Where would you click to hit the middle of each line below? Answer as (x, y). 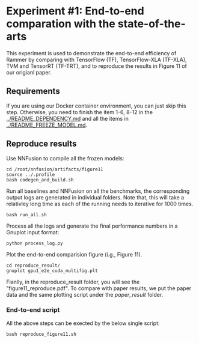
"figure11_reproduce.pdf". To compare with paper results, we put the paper (99, 288)
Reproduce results (41, 144)
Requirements (33, 91)
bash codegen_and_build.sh (40, 180)
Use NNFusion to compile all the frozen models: (65, 158)
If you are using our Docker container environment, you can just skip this (96, 106)
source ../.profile (31, 175)
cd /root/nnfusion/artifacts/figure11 (55, 169)
